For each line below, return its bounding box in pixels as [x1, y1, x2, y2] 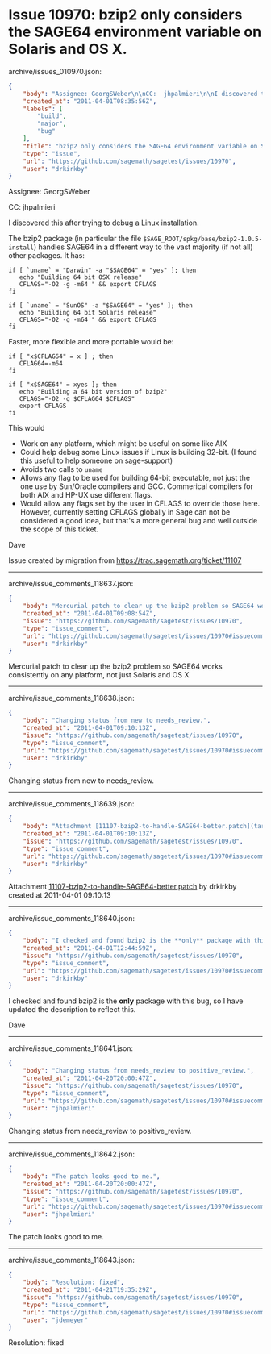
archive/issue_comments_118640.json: [8, 914, 135, 923]
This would [8, 423, 45, 433]
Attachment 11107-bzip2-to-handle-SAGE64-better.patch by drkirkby [8, 881, 237, 892]
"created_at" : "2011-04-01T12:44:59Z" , [23, 944, 157, 952]
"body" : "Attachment [23, 823, 92, 831]
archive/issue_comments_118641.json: [8, 1044, 134, 1053]
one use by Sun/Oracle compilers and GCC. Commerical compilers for [19, 481, 254, 491]
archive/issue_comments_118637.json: [8, 579, 134, 589]
